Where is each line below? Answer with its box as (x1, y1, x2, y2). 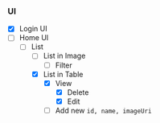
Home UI (18, 33, 49, 43)
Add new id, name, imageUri (55, 105, 152, 115)
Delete (67, 87, 89, 97)
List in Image (43, 51, 86, 61)
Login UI (18, 24, 47, 34)
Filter (55, 60, 73, 70)
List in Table (43, 69, 84, 79)
